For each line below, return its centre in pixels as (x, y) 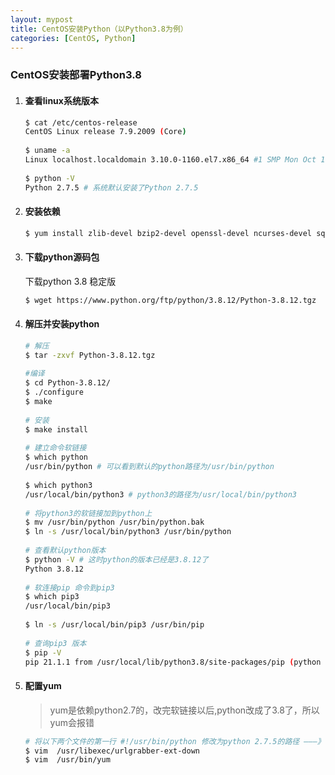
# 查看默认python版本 (65, 551)
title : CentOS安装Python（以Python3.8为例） (99, 29)
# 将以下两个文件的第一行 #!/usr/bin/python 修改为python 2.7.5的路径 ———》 (174, 741)
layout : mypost (42, 19)
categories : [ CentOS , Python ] (73, 38)
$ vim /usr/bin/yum (67, 760)
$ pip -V (43, 652)
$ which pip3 (52, 597)
